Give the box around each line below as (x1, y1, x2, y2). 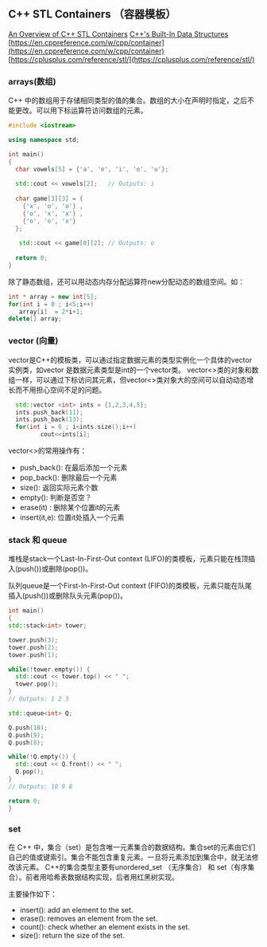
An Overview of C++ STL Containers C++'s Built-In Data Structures (8, 29, 229, 38)
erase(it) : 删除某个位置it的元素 (19, 503, 121, 513)
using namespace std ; (8, 136, 80, 143)
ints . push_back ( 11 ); (15, 408, 83, 416)
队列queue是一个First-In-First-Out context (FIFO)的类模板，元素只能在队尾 (8, 581, 253, 591)
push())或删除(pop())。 (17, 564, 93, 574)
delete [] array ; (8, 315, 62, 323)
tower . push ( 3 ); (8, 636, 59, 644)
